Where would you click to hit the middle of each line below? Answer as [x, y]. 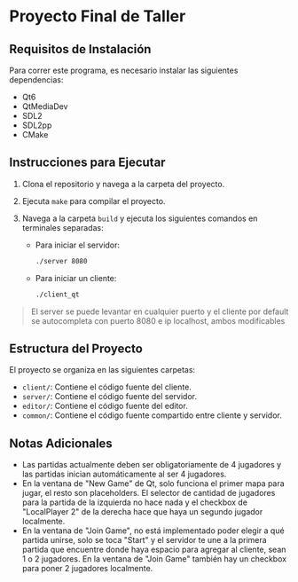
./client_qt [57, 295]
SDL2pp [37, 125]
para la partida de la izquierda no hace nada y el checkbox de [135, 502]
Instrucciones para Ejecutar [87, 163]
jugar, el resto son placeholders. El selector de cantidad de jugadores [149, 493]
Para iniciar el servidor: [78, 245]
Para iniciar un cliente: [76, 278]
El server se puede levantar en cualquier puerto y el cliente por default [160, 311]
